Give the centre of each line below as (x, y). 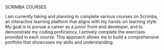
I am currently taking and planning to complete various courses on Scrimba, (82, 16)
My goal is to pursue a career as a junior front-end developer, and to (74, 27)
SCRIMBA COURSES (26, 7)
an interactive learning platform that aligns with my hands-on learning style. (81, 22)
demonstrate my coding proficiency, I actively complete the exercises (75, 32)
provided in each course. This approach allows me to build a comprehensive (82, 37)
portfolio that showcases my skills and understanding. (59, 42)
